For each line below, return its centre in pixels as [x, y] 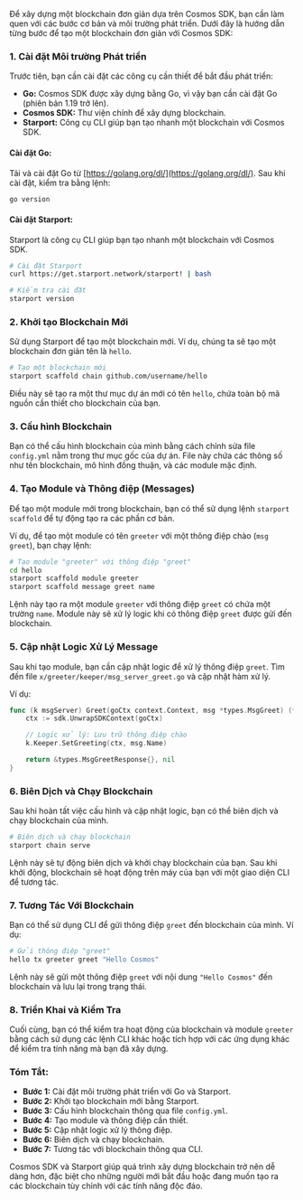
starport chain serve [50, 845]
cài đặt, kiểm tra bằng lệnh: [60, 183]
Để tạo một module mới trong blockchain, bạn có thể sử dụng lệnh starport [150, 508]
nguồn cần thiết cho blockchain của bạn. [85, 403]
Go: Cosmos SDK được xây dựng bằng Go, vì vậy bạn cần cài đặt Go [150, 94]
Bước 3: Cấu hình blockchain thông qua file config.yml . [125, 1111]
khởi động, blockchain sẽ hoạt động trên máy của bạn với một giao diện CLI [150, 872]
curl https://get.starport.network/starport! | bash [110, 274]
